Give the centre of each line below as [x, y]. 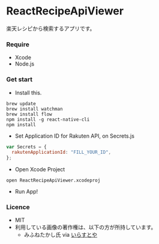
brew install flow [29, 114]
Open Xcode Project [40, 169]
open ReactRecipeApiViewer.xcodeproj [53, 181]
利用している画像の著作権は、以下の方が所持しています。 [85, 227]
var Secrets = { [26, 147]
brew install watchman [34, 109]
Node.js [25, 64]
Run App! [26, 192]
